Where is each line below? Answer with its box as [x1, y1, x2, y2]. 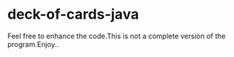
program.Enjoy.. [7, 39, 59, 48]
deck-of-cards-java [7, 5, 139, 23]
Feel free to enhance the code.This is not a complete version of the [7, 31, 226, 41]
